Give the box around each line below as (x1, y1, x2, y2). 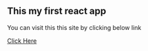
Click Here (7, 37, 37, 45)
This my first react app (7, 5, 107, 17)
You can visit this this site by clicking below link (7, 23, 142, 31)
